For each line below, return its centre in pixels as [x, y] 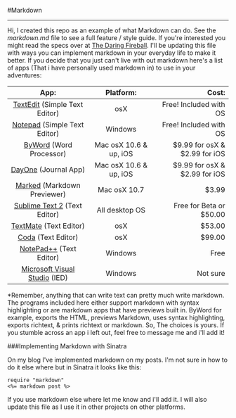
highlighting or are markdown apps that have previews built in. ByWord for [115, 310]
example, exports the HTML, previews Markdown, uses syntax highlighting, [116, 317]
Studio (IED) [48, 278]
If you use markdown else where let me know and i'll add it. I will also [107, 399]
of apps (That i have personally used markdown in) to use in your [101, 68]
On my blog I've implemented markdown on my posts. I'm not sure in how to [118, 360]
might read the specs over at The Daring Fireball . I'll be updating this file [112, 45]
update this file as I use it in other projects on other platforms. [97, 407]
